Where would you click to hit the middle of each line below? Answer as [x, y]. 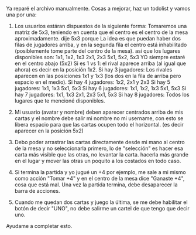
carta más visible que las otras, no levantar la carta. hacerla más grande [102, 154]
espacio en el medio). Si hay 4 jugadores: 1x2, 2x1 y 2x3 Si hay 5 [92, 82]
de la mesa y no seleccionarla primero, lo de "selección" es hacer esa [99, 148]
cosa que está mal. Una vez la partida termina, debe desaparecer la [96, 185]
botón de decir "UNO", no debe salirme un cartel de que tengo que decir [102, 208]
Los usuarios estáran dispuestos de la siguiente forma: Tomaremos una [101, 26]
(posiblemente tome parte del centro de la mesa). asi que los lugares [97, 51]
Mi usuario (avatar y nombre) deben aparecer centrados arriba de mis [99, 112]
